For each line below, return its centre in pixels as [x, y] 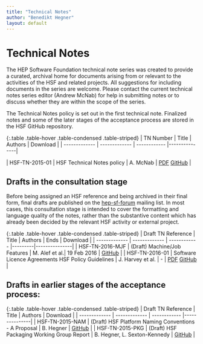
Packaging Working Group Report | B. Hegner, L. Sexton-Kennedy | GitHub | [101, 334]
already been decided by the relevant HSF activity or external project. [93, 222]
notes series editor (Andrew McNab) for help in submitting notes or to [93, 96]
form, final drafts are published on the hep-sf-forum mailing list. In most [95, 203]
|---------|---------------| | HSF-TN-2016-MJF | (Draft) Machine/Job [95, 247]
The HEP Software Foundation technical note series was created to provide [100, 70]
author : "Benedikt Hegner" [40, 18]
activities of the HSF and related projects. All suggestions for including [94, 83]
